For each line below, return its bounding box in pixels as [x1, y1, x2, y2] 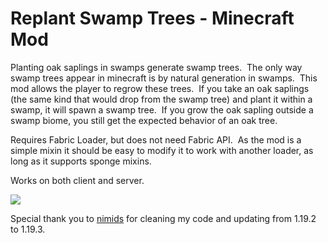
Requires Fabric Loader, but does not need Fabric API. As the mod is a [10, 133, 302, 146]
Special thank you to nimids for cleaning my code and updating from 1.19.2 [10, 212, 317, 224]
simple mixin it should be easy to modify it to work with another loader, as [10, 144, 314, 156]
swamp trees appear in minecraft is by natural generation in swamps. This [10, 72, 318, 84]
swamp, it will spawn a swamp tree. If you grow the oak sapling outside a [10, 103, 314, 116]
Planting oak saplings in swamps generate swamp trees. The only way [10, 61, 303, 73]
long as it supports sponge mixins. [10, 155, 152, 167]
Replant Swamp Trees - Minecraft [10, 7, 295, 30]
